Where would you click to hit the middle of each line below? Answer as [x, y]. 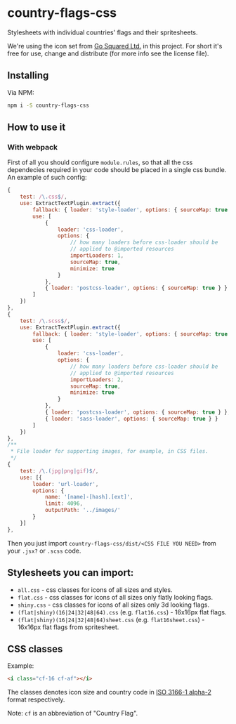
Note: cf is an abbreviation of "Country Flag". [73, 713]
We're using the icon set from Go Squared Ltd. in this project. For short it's [115, 46]
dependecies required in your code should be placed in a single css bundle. [117, 170]
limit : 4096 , [64, 503]
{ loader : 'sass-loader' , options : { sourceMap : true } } [131, 419]
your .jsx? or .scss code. [44, 551]
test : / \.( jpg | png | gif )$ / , [59, 471]
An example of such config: [47, 178]
